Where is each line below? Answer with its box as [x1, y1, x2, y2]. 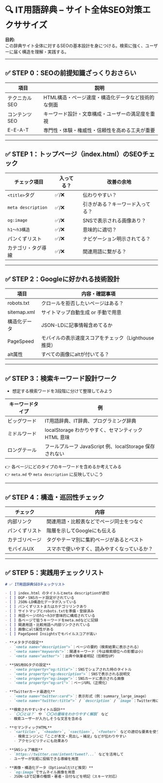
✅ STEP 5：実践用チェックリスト [5, 569, 104, 577]
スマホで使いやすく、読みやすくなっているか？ [46, 546, 153, 552]
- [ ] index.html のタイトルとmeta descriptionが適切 [5, 590, 110, 596]
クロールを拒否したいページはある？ [41, 300, 124, 307]
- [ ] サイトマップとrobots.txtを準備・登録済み [5, 609, 94, 614]
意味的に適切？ [82, 226, 117, 233]
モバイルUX [7, 546, 34, 552]
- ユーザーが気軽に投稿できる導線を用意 [9, 756, 79, 761]
